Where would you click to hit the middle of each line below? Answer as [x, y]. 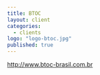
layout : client [29, 20]
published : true [30, 45]
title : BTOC [24, 13]
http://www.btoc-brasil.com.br [50, 64]
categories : [24, 26]
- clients [27, 32]
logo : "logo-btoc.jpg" [39, 39]
